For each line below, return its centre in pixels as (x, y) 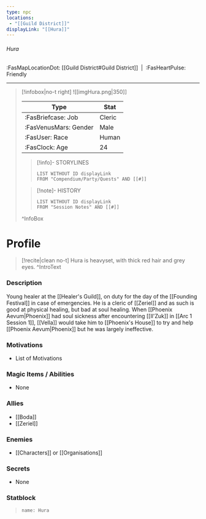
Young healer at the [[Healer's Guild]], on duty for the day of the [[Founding (102, 296)
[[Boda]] (26, 417)
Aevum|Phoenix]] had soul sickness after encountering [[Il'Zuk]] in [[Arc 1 (99, 316)
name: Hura (35, 510)
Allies (15, 404)
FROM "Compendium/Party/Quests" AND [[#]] (92, 179)
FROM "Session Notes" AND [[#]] (78, 207)
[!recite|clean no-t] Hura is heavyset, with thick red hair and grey (103, 260)
